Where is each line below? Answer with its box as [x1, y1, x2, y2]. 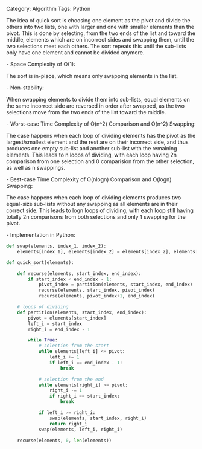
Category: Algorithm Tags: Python [6, 5, 91, 12]
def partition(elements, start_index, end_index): [17, 309, 147, 315]
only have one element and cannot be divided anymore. [6, 49, 145, 56]
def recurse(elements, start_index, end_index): [17, 270, 142, 277]
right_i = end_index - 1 [28, 326, 90, 332]
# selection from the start [38, 343, 110, 349]
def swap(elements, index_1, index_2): [6, 243, 107, 249]
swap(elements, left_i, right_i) [38, 426, 122, 433]
